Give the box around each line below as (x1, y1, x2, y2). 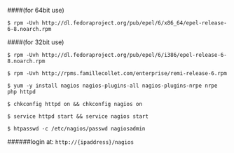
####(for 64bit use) (7, 6, 64, 14)
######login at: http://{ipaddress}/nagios (7, 138, 135, 146)
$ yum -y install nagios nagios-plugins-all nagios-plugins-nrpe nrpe (7, 82, 218, 89)
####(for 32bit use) (7, 38, 64, 46)
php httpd (7, 88, 36, 95)
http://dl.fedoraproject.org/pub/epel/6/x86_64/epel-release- (41, 20, 228, 27)
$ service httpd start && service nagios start (7, 113, 149, 120)
